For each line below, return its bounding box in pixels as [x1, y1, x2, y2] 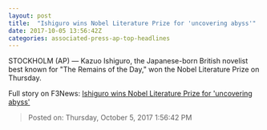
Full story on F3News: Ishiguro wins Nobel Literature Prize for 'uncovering [8, 89, 253, 99]
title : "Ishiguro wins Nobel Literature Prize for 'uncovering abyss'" [8, 19, 257, 27]
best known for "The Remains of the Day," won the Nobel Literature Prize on [8, 65, 260, 75]
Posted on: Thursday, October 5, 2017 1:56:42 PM [27, 113, 192, 123]
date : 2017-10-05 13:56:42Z [8, 26, 103, 35]
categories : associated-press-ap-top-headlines [8, 34, 171, 43]
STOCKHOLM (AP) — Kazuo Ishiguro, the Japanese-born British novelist [8, 56, 249, 66]
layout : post [8, 11, 52, 20]
